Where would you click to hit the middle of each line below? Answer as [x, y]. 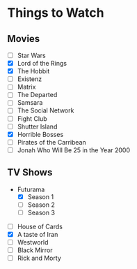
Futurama [31, 189]
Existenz [30, 79]
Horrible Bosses [40, 134]
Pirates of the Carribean [52, 142]
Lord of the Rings [42, 64]
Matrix [26, 87]
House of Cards [40, 226]
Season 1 [41, 196]
